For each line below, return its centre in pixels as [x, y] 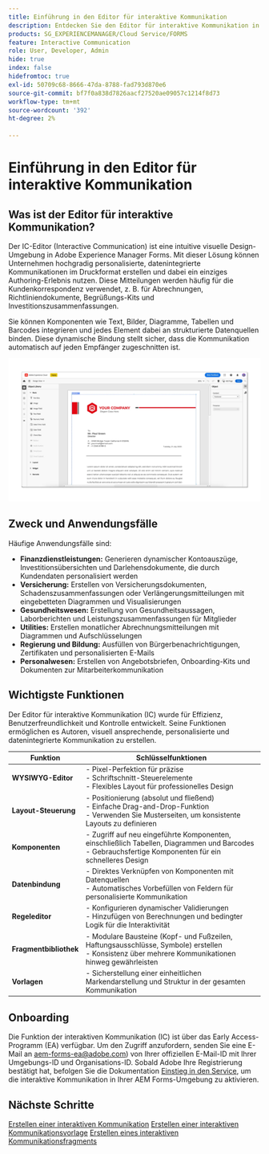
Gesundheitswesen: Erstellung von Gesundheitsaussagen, [117, 610]
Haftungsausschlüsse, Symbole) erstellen [154, 944]
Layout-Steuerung [44, 810]
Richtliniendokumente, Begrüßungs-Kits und [81, 298]
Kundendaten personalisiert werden [79, 576]
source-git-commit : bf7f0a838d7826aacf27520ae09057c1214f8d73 [114, 93]
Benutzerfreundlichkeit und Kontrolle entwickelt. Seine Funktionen [117, 723]
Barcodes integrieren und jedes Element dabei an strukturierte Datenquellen [134, 330]
